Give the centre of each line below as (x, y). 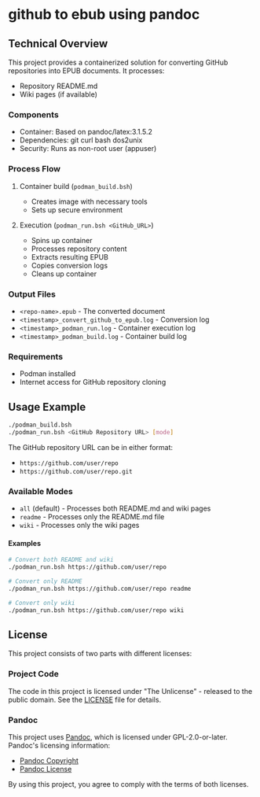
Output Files (32, 294)
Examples (25, 543)
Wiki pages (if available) (59, 94)
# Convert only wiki (42, 603)
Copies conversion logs (70, 265)
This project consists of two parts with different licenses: (100, 654)
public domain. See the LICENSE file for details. (85, 699)
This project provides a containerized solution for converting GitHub (118, 62)
